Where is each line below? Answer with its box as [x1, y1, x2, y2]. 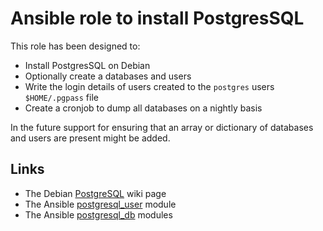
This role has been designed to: [10, 40, 141, 52]
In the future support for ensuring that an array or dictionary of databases [10, 121, 314, 133]
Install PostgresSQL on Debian [24, 59, 151, 71]
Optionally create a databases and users [24, 70, 192, 82]
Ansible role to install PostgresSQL [10, 7, 305, 30]
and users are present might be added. [10, 132, 171, 144]
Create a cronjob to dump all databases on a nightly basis [24, 102, 263, 114]
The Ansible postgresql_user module [24, 198, 177, 210]
